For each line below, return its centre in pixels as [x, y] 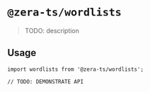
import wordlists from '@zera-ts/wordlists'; [75, 69]
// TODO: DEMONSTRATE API [45, 81]
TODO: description [52, 30]
